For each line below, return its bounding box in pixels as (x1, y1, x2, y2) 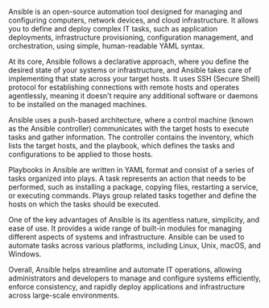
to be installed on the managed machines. (8, 100, 147, 109)
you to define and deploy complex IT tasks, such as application (8, 24, 218, 33)
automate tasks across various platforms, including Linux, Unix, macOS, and (8, 241, 262, 250)
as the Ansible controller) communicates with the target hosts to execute (8, 124, 250, 133)
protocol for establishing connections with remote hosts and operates (8, 82, 240, 92)
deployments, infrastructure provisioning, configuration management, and (8, 32, 254, 42)
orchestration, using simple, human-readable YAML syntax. (8, 41, 205, 51)
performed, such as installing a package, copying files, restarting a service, (8, 182, 259, 192)
